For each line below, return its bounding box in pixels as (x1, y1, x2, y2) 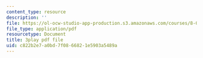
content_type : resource (6, 8, 66, 15)
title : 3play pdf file (6, 37, 63, 43)
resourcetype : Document (6, 31, 66, 37)
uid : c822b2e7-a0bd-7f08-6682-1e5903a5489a (6, 43, 118, 49)
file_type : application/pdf (6, 25, 77, 32)
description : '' (6, 14, 47, 21)
